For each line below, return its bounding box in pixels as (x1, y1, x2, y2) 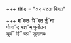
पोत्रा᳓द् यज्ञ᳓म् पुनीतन (6, 24, 46, 30)
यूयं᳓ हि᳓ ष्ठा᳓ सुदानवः (6, 30, 47, 37)
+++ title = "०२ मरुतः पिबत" (6, 6, 66, 12)
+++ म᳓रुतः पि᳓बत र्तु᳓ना (6, 17, 55, 24)
